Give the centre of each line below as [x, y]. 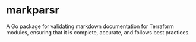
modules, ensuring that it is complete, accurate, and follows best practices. [98, 32]
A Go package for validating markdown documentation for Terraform [90, 26]
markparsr [33, 10]
